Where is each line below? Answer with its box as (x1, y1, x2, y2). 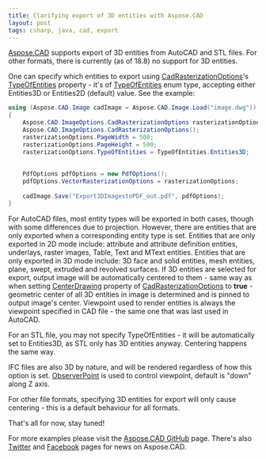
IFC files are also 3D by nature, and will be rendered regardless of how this (8, 362, 252, 372)
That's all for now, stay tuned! (8, 418, 105, 427)
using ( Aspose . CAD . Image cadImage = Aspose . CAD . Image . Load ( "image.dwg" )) (8, 104, 257, 112)
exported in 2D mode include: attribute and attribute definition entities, (8, 239, 238, 248)
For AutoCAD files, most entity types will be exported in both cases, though (8, 214, 254, 223)
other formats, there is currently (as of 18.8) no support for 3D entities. (8, 56, 238, 66)
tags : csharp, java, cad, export (8, 26, 119, 34)
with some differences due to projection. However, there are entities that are (8, 222, 257, 232)
